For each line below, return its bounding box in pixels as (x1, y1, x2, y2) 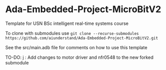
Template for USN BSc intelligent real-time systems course (5, 20, 129, 26)
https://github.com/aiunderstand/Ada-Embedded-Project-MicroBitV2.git (5, 36, 158, 41)
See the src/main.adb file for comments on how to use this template (5, 44, 148, 50)
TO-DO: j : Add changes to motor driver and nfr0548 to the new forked (5, 54, 154, 60)
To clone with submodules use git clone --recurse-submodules (5, 30, 139, 36)
